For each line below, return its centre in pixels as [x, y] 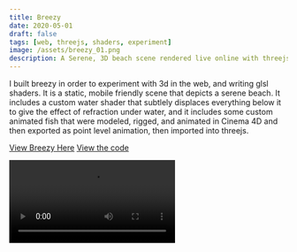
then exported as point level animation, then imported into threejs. [129, 130]
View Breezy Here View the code [69, 148]
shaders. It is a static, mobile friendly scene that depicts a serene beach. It [145, 93]
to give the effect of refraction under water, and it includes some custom [141, 112]
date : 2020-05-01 [41, 26]
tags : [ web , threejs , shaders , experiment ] [91, 42]
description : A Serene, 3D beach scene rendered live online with [134, 58]
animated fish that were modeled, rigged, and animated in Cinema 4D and [144, 121]
